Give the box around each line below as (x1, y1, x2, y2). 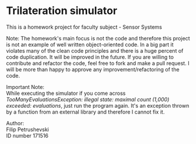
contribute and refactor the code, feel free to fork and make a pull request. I (6, 60, 190, 67)
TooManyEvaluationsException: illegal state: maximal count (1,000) (6, 95, 170, 103)
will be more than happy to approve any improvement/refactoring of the (6, 66, 180, 73)
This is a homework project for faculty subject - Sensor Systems (6, 23, 162, 30)
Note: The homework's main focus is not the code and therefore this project (6, 35, 190, 42)
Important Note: (6, 83, 45, 90)
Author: (6, 119, 25, 126)
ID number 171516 (6, 132, 49, 139)
